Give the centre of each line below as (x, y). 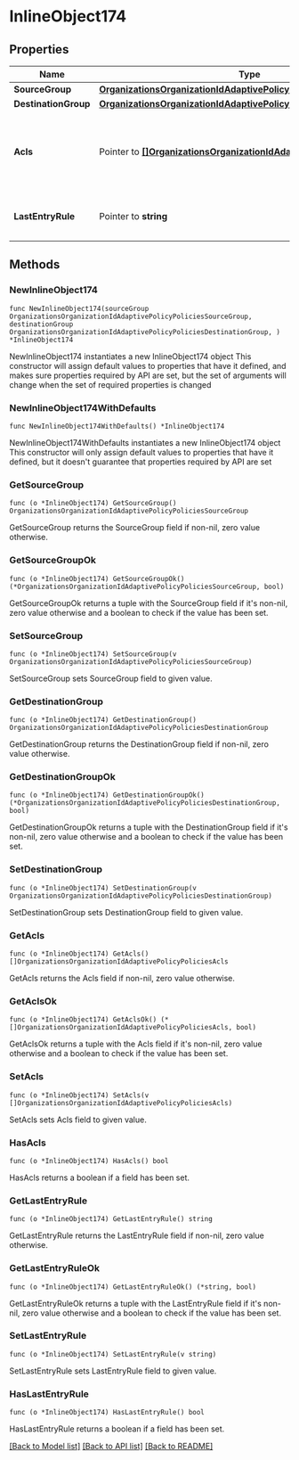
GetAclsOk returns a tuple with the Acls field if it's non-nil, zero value (136, 1044)
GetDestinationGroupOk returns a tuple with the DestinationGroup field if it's (149, 827)
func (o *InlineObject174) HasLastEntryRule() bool (107, 1413)
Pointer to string (133, 216)
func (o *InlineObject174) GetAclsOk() (83, 1020)
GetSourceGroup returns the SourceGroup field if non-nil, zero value (135, 528)
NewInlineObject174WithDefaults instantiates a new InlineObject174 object (145, 442)
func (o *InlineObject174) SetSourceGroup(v (93, 654)
